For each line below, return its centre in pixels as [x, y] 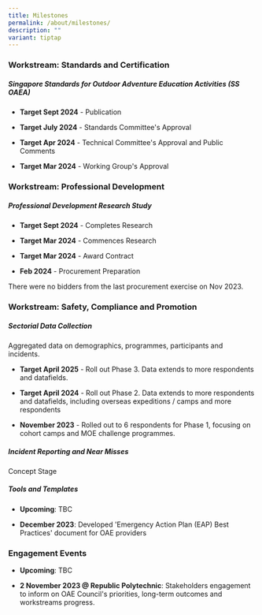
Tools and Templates [43, 489]
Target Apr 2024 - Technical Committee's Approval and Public [121, 143]
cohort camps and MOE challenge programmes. [97, 433]
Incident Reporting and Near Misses [68, 451]
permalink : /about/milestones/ [59, 23]
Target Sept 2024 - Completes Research [86, 225]
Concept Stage [33, 471]
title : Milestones [38, 15]
